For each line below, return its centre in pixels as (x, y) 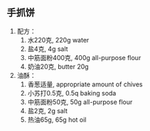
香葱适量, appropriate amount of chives (85, 84)
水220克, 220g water (58, 40)
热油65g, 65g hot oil (57, 120)
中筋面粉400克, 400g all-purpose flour (84, 57)
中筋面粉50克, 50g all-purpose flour (80, 102)
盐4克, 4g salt (48, 49)
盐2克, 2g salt (48, 110)
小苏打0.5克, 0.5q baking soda (72, 93)
